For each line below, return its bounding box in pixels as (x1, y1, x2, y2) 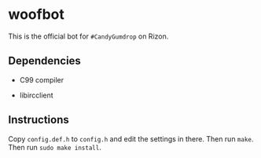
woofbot (8, 6, 64, 24)
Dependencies (8, 54, 81, 68)
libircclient (19, 90, 53, 100)
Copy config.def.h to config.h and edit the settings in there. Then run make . (8, 134, 254, 143)
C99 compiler (19, 75, 64, 84)
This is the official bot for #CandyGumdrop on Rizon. (8, 31, 169, 41)
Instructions (8, 113, 69, 127)
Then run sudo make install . (8, 142, 102, 152)
